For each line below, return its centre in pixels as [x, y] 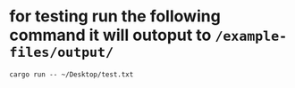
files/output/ [62, 53]
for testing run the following [115, 16]
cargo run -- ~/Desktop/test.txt [72, 74]
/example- [251, 37]
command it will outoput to [110, 35]
